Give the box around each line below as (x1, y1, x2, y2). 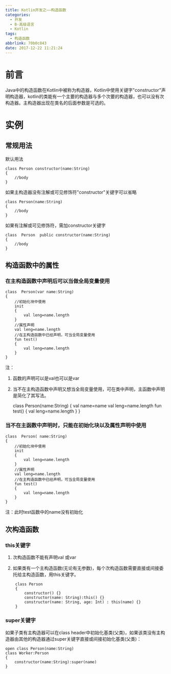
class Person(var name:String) (5, 290, 74, 295)
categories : (5, 12, 31, 17)
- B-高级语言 (10, 21, 35, 27)
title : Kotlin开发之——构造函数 (5, 7, 66, 13)
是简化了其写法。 (12, 393, 49, 399)
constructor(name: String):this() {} (24, 595, 105, 600)
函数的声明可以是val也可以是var (12, 375, 80, 381)
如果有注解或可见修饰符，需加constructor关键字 (5, 222, 106, 228)
